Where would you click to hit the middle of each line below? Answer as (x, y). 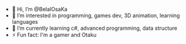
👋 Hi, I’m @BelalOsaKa (40, 9)
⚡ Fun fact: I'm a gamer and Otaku (54, 35)
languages (25, 22)
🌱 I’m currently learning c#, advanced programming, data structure (94, 28)
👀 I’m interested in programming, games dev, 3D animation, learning (96, 15)
